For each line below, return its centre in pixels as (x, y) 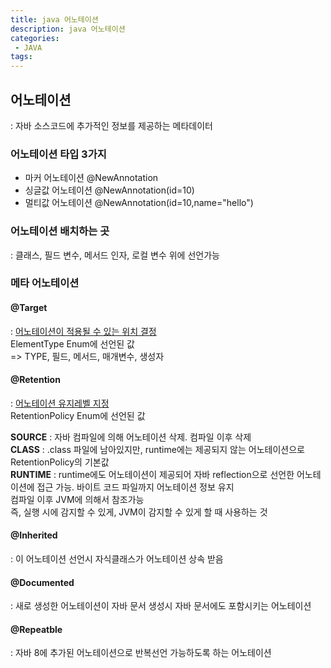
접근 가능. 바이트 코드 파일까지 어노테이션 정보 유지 (135, 487)
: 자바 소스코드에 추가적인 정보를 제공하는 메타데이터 (111, 125)
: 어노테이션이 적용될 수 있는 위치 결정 (83, 331)
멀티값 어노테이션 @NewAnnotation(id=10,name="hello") (139, 203)
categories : (35, 38)
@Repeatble (36, 629)
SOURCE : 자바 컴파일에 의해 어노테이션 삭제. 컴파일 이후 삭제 (131, 437)
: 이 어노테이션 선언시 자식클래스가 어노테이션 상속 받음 (117, 559)
